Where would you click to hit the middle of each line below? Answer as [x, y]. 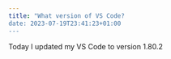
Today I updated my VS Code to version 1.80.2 [86, 46]
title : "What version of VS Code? [67, 16]
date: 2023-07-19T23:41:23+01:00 [65, 23]
